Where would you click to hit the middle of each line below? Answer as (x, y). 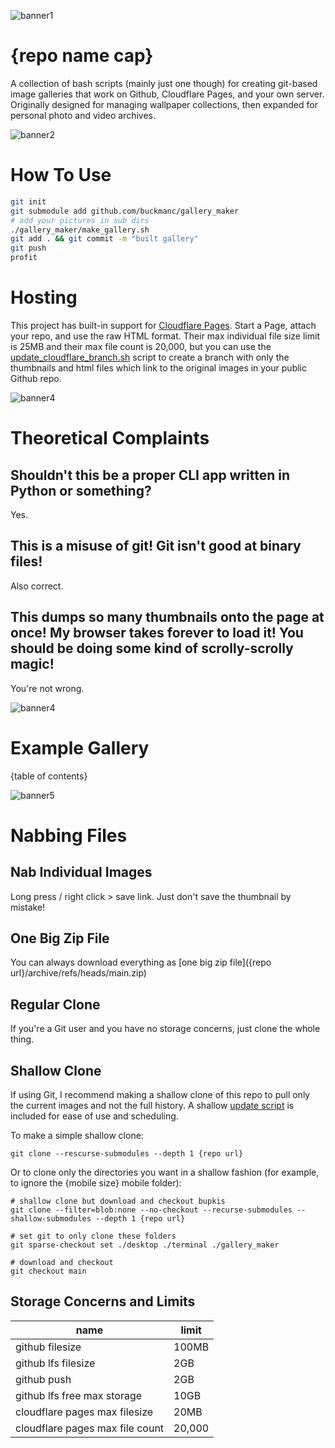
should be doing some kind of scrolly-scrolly (152, 648)
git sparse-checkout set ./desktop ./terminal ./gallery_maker (145, 1245)
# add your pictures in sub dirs (80, 220)
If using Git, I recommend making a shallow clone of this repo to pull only (160, 1094)
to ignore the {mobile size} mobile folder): (96, 1182)
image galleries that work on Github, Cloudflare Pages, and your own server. (167, 94)
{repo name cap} (82, 56)
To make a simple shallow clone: (77, 1135)
